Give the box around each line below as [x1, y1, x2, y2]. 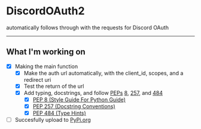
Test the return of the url [23, 82, 84, 90]
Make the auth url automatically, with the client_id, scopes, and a [23, 69, 184, 76]
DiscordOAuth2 [6, 4, 85, 18]
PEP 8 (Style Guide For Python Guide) [32, 96, 126, 103]
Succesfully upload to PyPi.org [14, 116, 91, 124]
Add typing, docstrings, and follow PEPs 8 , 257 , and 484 [23, 89, 163, 96]
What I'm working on [6, 47, 86, 57]
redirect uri [23, 76, 51, 83]
